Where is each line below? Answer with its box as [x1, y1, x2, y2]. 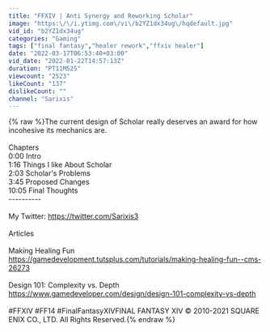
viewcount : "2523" [8, 72, 70, 80]
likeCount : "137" [8, 79, 67, 87]
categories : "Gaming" [8, 34, 82, 43]
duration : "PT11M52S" [8, 65, 82, 73]
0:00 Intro [8, 151, 42, 161]
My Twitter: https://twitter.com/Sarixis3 [8, 211, 139, 221]
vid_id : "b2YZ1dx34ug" [8, 27, 85, 35]
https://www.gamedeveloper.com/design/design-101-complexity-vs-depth [8, 289, 256, 299]
